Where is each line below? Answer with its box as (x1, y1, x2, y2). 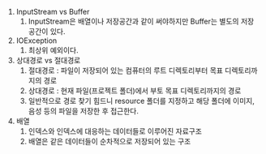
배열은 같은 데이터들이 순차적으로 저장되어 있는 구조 (28, 137, 191, 146)
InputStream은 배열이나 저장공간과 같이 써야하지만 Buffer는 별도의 (28, 16, 239, 26)
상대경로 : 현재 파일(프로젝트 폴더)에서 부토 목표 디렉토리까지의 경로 (28, 86, 242, 96)
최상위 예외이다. (28, 45, 79, 55)
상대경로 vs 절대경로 (15, 56, 81, 65)
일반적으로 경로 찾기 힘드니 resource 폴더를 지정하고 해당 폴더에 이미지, (28, 96, 255, 105)
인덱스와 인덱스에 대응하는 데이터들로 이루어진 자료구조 (28, 126, 203, 136)
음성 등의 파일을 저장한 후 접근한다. (28, 106, 139, 116)
